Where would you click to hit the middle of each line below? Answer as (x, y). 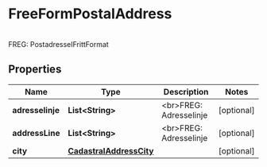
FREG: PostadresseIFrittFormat (58, 44)
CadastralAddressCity (110, 150)
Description (186, 91)
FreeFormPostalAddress (90, 14)
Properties (35, 70)
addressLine (36, 133)
